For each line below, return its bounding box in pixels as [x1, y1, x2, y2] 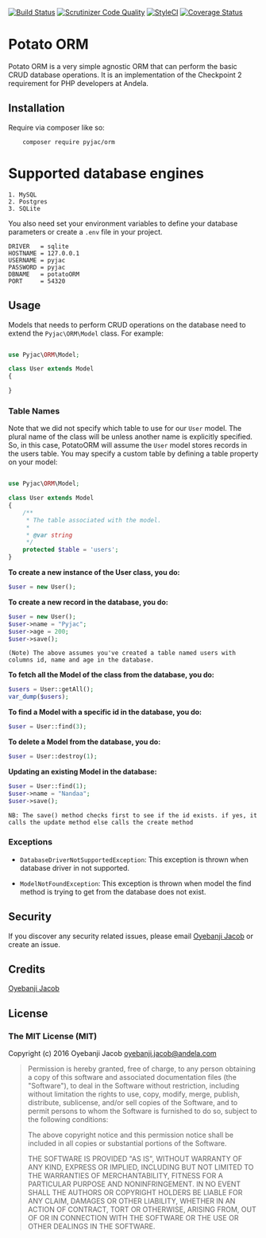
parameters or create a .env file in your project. [8, 227, 163, 236]
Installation [8, 102, 65, 115]
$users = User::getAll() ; [8, 685, 94, 693]
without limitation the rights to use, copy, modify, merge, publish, [27, 1089, 241, 1099]
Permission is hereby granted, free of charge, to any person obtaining [27, 1064, 256, 1073]
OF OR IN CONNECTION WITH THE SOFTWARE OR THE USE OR [27, 1213, 239, 1223]
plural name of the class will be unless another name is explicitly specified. [8, 432, 253, 441]
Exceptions [8, 836, 53, 848]
